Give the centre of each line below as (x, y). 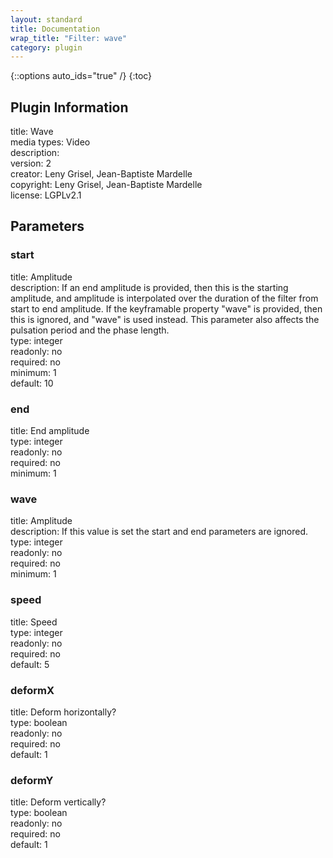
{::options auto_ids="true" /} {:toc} (81, 76)
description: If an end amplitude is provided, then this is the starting (149, 287)
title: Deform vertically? (58, 802)
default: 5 (30, 664)
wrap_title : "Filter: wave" (69, 38)
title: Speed (34, 622)
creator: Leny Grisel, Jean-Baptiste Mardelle (101, 174)
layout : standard (46, 19)
